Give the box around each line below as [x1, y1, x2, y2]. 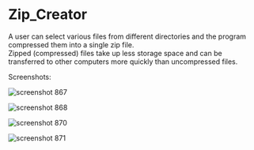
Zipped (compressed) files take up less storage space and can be [8, 48, 223, 58]
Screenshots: [8, 72, 51, 81]
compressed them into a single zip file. [8, 39, 135, 49]
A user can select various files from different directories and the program [8, 32, 247, 41]
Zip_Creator [8, 6, 88, 24]
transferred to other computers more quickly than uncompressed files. [8, 57, 238, 66]
